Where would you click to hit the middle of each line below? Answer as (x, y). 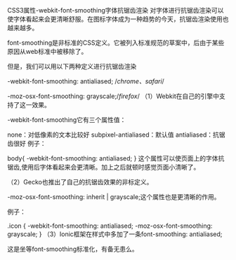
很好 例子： (29, 143)
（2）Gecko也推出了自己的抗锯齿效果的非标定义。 (80, 182)
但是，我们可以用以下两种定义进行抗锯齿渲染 (72, 66)
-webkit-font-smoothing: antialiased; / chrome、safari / (86, 81)
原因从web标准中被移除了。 (47, 52)
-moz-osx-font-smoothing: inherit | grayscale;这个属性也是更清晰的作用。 (114, 197)
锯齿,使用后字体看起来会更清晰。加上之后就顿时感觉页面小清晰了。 (104, 167)
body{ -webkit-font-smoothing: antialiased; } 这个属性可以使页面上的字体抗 (116, 158)
